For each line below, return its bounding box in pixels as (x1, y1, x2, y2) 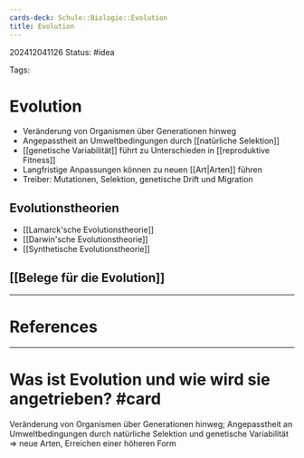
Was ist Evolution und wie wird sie (9, 369, 271, 390)
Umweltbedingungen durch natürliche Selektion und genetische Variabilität (9, 428, 290, 439)
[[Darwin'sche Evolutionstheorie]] (22, 234, 148, 245)
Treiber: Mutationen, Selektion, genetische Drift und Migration (22, 174, 253, 185)
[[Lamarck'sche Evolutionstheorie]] (22, 224, 155, 236)
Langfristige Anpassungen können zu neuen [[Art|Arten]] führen (22, 164, 262, 175)
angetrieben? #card (9, 389, 161, 409)
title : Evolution (9, 22, 75, 31)
